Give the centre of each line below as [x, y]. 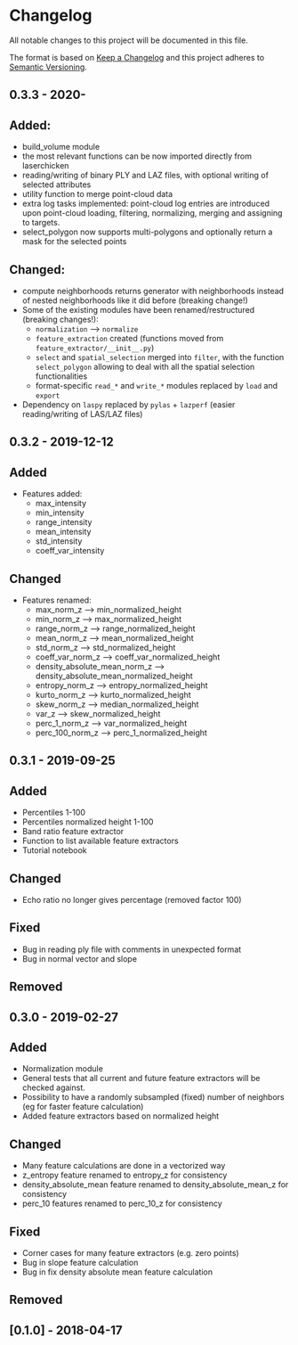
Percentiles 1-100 [54, 813]
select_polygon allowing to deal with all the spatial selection [145, 366]
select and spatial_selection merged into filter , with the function [160, 357]
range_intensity [64, 522]
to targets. [41, 223]
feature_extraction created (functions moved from [129, 338]
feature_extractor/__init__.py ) [95, 348]
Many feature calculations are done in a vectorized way [124, 1166]
